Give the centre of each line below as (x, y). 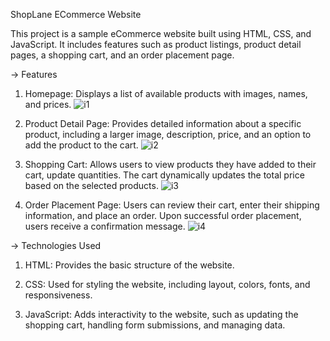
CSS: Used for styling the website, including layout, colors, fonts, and (167, 284)
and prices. (48, 104)
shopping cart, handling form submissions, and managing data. (155, 325)
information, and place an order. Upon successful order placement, (163, 215)
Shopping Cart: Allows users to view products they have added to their (170, 164)
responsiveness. (58, 295)
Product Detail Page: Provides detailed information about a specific (163, 123)
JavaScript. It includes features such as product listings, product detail (156, 44)
